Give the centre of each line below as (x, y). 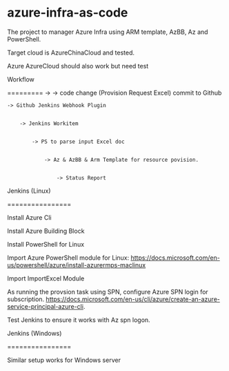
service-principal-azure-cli (46, 306)
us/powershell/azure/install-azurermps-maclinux (77, 265)
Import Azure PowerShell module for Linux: (68, 258)
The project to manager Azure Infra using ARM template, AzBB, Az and (108, 32)
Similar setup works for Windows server (64, 360)
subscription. (26, 299)
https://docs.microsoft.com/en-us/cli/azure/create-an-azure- (133, 299)
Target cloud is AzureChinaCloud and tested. (71, 53)
